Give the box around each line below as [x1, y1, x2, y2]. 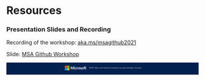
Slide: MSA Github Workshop [6, 51, 79, 58]
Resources [6, 4, 62, 18]
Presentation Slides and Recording [6, 25, 111, 34]
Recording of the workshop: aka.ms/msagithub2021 [6, 39, 136, 46]
